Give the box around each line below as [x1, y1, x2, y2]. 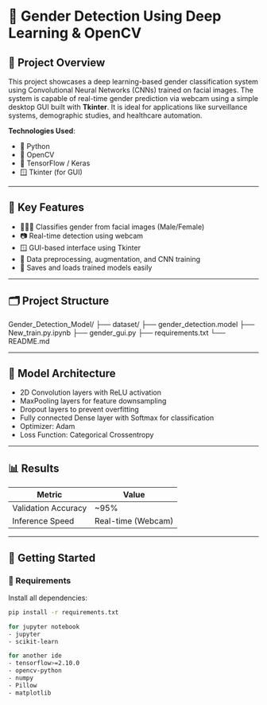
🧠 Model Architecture [8, 367, 117, 380]
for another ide [8, 652, 62, 660]
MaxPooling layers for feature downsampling [19, 396, 167, 406]
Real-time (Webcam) [94, 516, 174, 527]
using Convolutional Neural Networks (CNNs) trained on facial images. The [8, 85, 254, 95]
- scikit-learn [8, 637, 59, 645]
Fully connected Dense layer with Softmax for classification [19, 413, 215, 423]
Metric [37, 489, 63, 501]
